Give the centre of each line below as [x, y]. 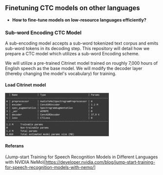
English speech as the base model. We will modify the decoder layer [74, 69]
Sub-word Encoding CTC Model [43, 32]
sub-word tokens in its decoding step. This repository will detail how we [77, 49]
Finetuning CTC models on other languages [72, 8]
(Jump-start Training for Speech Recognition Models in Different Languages [81, 157]
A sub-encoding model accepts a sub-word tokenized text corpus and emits [82, 43]
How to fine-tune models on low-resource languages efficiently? [79, 20]
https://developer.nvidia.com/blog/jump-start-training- [100, 162]
